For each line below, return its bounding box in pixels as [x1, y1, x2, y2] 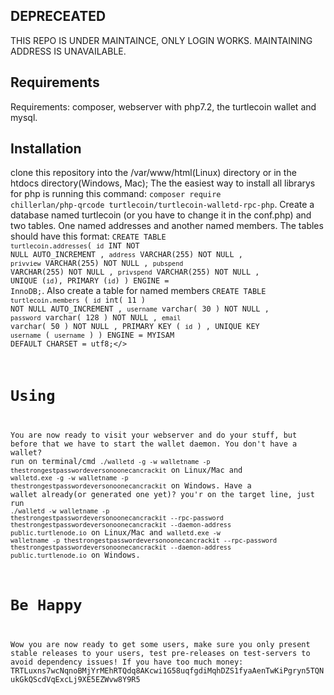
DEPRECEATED [10, 8, 107, 25]
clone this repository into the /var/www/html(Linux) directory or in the [10, 167, 297, 179]
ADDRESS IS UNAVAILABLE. [10, 45, 127, 57]
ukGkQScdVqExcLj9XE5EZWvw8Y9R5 [10, 674, 141, 684]
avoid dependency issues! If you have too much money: [10, 657, 244, 667]
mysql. [10, 111, 38, 123]
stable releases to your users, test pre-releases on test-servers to [10, 648, 311, 658]
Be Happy [10, 595, 83, 614]
